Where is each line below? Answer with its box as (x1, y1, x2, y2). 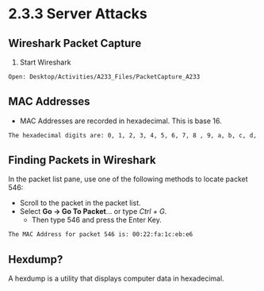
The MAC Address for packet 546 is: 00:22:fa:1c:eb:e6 (8, 231, 193, 239)
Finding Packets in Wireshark (8, 153, 156, 167)
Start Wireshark (19, 57, 71, 67)
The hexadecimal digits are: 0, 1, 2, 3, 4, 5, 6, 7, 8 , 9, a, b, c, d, (8, 131, 258, 139)
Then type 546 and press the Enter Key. (31, 215, 163, 225)
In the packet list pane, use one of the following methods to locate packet (8, 174, 248, 184)
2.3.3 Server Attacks (8, 5, 148, 23)
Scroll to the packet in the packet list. (19, 198, 141, 208)
